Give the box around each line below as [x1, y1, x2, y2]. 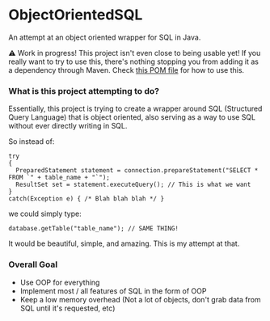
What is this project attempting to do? [8, 85, 160, 96]
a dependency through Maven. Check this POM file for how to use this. [8, 65, 245, 74]
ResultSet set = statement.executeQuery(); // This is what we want [15, 180, 251, 189]
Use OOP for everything [19, 277, 100, 287]
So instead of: [8, 137, 55, 146]
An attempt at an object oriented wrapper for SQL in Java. [8, 32, 201, 42]
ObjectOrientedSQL [8, 6, 143, 24]
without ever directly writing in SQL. [8, 121, 128, 131]
